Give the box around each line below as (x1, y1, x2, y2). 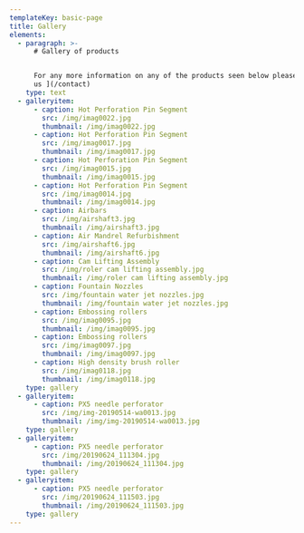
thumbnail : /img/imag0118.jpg (42, 374, 156, 383)
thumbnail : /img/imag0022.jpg (42, 121, 156, 131)
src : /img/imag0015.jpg (42, 164, 131, 173)
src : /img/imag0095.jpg (42, 315, 131, 325)
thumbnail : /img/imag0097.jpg (42, 350, 156, 359)
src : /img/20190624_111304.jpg (42, 451, 160, 460)
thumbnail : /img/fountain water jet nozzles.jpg (42, 298, 229, 308)
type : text (25, 88, 67, 97)
